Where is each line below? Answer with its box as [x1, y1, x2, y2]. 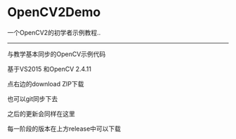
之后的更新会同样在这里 [7, 110, 75, 118]
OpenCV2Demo [7, 4, 101, 20]
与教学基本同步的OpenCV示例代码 [7, 50, 106, 58]
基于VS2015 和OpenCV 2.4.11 [7, 65, 91, 73]
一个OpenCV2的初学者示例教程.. [7, 28, 101, 37]
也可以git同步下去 [7, 94, 58, 102]
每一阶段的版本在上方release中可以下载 [7, 124, 122, 133]
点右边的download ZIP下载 [7, 79, 84, 88]
